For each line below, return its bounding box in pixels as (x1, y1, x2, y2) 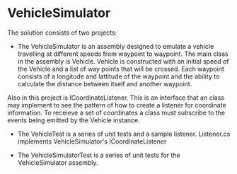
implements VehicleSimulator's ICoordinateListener (17, 137, 167, 146)
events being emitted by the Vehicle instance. (7, 115, 140, 124)
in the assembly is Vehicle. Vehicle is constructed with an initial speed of (17, 57, 229, 65)
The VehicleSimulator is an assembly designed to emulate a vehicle (17, 42, 214, 50)
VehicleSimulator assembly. (17, 158, 98, 167)
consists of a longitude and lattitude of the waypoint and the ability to (17, 72, 220, 81)
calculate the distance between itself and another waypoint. (17, 79, 192, 88)
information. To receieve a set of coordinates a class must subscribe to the (7, 108, 226, 117)
